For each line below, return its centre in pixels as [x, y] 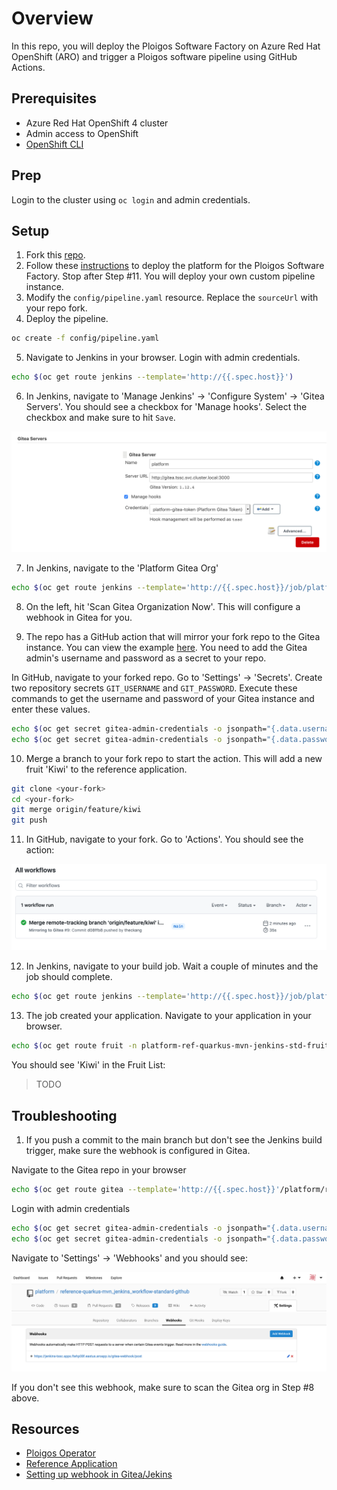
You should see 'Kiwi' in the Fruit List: [88, 1065]
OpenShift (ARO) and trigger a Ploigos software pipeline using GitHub [154, 56]
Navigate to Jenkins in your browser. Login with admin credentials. [163, 358]
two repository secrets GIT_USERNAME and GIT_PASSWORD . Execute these [154, 688]
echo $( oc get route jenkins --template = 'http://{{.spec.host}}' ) [152, 377]
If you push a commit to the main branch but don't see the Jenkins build [174, 1140]
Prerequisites [54, 98]
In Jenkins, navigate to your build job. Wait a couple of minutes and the [172, 966]
